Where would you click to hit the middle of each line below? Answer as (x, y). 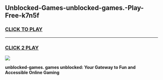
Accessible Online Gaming (32, 72)
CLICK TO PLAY (24, 30)
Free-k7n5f (22, 16)
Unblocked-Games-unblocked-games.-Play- (74, 8)
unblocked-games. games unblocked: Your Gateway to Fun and (70, 67)
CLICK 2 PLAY (22, 48)
